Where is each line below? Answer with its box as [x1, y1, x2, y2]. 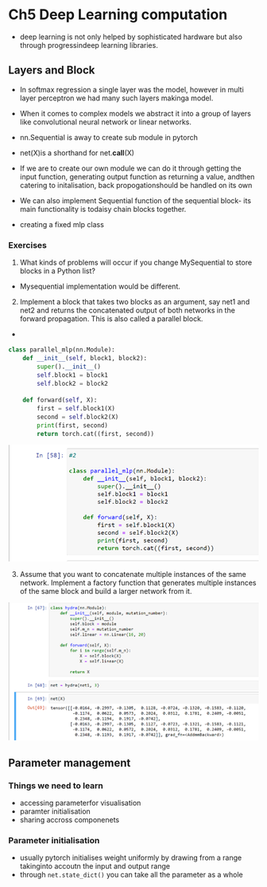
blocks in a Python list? [19, 266, 95, 276]
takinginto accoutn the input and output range [19, 861, 171, 871]
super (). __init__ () [37, 363, 102, 371]
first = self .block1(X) [37, 405, 115, 413]
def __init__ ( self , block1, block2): [22, 354, 148, 362]
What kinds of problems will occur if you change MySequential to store [19, 257, 253, 268]
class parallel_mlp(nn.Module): [8, 346, 115, 354]
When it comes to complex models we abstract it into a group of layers [19, 108, 252, 118]
